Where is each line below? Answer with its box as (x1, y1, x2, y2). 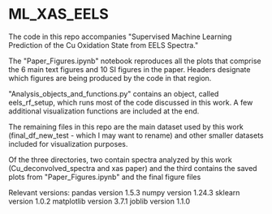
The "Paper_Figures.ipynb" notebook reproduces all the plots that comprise (8, 56, 261, 66)
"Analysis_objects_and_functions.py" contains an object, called (8, 88, 219, 98)
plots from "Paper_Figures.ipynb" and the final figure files (8, 172, 201, 182)
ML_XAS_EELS (8, 5, 110, 24)
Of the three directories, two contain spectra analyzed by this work (8, 155, 233, 165)
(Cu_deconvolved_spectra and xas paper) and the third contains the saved (8, 163, 257, 173)
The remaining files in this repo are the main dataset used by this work (8, 122, 244, 131)
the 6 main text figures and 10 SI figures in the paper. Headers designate (8, 64, 251, 74)
